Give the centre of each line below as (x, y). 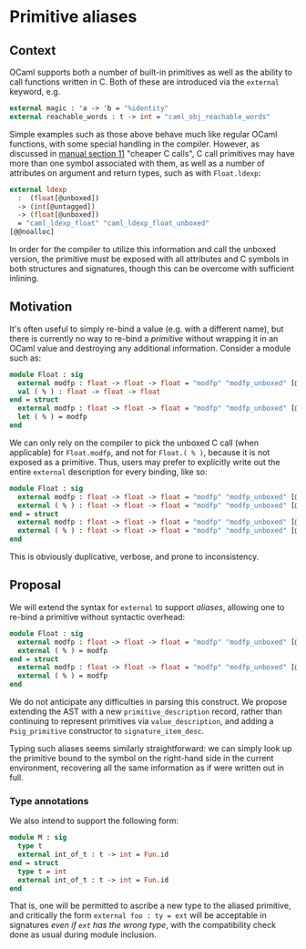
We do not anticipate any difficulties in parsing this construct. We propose (148, 702)
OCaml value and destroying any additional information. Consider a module (150, 348)
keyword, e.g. (35, 92)
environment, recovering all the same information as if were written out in (147, 768)
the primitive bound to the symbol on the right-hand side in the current (142, 758)
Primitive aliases (73, 17)
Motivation (41, 307)
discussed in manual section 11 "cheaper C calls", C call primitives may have (152, 153)
